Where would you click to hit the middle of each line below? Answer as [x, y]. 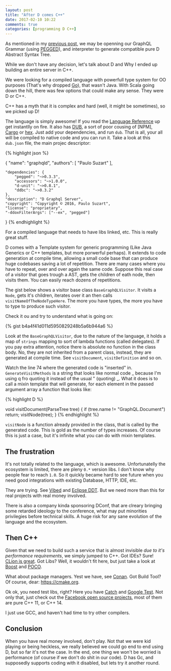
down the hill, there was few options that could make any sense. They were [84, 91]
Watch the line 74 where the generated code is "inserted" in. [69, 368]
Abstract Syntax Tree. [28, 55]
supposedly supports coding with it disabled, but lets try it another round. [82, 663]
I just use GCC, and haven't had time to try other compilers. [68, 613]
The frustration [30, 452]
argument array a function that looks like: [48, 389]
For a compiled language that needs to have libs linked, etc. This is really [82, 232]
